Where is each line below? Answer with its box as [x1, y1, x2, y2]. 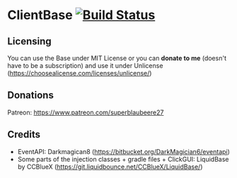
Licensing [7, 35, 52, 47]
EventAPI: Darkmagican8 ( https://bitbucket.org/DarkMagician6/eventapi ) [17, 147, 230, 155]
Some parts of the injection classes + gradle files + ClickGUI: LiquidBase [17, 155, 229, 163]
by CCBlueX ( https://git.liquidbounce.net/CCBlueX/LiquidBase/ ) [17, 162, 203, 171]
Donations [7, 89, 54, 102]
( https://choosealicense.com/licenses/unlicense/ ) [7, 69, 152, 77]
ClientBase [7, 7, 73, 23]
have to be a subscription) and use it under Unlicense [7, 61, 163, 70]
